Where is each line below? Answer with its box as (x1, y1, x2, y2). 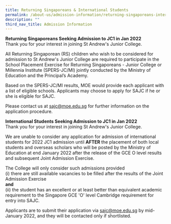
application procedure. (5, 108, 53, 115)
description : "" (5, 17, 40, 22)
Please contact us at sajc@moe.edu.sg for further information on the (5, 103, 149, 109)
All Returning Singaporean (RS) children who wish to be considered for (5, 51, 154, 57)
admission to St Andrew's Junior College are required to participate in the (5, 57, 159, 63)
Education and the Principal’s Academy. (5, 72, 89, 79)
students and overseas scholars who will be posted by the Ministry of (5, 145, 151, 151)
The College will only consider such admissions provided (5, 165, 125, 171)
